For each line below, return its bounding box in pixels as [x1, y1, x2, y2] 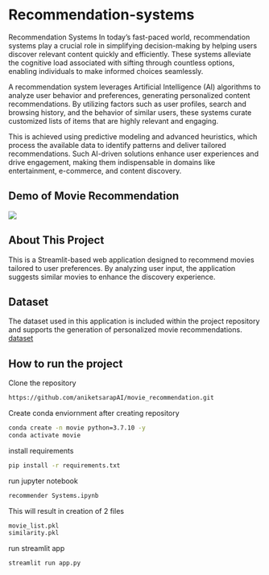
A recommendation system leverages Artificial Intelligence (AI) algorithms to [8, 82, 261, 92]
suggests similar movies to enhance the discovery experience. [8, 272, 216, 281]
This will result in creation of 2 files [8, 506, 125, 515]
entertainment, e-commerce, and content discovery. [8, 166, 182, 175]
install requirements [8, 446, 74, 455]
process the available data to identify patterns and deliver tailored [8, 140, 227, 150]
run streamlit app [8, 544, 65, 553]
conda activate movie [8, 431, 81, 439]
